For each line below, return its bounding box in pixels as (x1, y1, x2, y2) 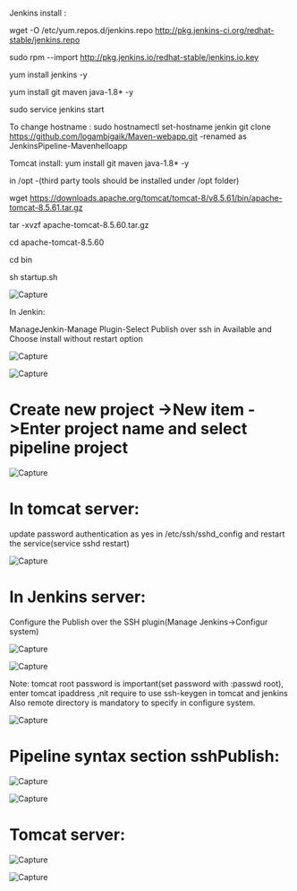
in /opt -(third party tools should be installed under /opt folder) (9, 175, 240, 186)
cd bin (9, 255, 33, 265)
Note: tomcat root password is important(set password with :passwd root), (9, 677, 284, 689)
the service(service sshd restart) (9, 537, 130, 548)
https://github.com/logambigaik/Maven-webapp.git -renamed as (9, 131, 248, 142)
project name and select (64, 419, 248, 439)
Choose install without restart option (9, 334, 143, 344)
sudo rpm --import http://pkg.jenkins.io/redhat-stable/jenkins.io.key (9, 52, 259, 62)
